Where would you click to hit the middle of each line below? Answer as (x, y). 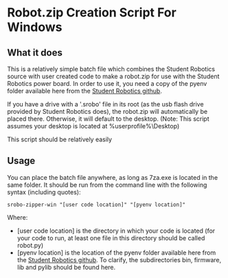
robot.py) (30, 245)
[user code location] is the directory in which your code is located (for (116, 231)
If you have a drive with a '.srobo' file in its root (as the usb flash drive (105, 104)
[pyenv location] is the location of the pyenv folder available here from (116, 253)
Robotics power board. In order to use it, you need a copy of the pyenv (107, 83)
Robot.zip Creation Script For (92, 13)
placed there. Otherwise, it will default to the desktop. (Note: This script (108, 119)
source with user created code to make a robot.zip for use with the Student (113, 76)
